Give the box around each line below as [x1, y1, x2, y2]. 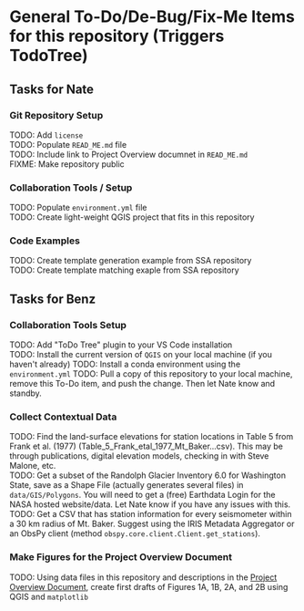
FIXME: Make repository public [9, 158, 125, 170]
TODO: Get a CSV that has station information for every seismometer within [9, 509, 292, 520]
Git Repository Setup [9, 109, 104, 121]
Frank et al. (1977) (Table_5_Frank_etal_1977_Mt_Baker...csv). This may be [9, 440, 284, 452]
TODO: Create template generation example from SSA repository [9, 255, 252, 266]
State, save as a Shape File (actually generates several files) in [9, 480, 244, 491]
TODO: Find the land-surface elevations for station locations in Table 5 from [9, 431, 294, 442]
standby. [9, 388, 43, 399]
